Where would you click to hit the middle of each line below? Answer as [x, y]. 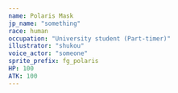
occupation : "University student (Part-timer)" [90, 38]
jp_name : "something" [45, 23]
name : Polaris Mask [41, 16]
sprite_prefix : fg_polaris [54, 61]
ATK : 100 [23, 76]
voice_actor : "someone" [48, 53]
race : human [28, 31]
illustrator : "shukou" [46, 46]
